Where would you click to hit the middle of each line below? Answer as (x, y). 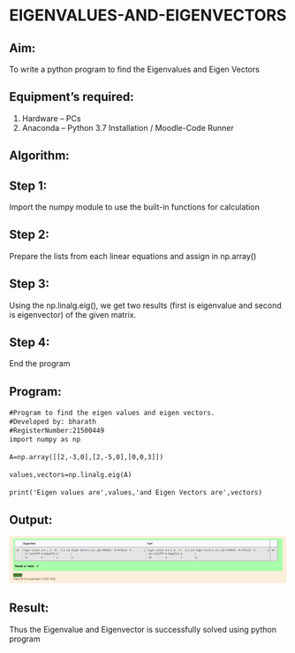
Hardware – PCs (51, 118)
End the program (40, 364)
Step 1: (28, 185)
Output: (31, 520)
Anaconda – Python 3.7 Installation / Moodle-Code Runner (128, 127)
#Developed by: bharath (53, 422)
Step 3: (30, 284)
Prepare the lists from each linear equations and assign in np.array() (133, 256)
